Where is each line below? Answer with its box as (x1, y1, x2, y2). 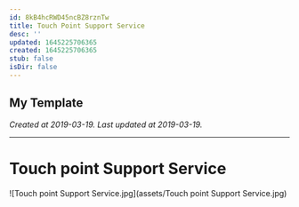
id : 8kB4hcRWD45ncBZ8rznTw (9, 12, 109, 22)
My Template (9, 95, 84, 111)
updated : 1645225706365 (9, 37, 98, 47)
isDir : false (9, 63, 58, 72)
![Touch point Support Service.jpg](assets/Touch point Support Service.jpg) (9, 187, 287, 198)
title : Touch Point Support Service (9, 21, 145, 30)
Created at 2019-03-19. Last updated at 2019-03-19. (9, 119, 203, 130)
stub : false (9, 54, 53, 63)
